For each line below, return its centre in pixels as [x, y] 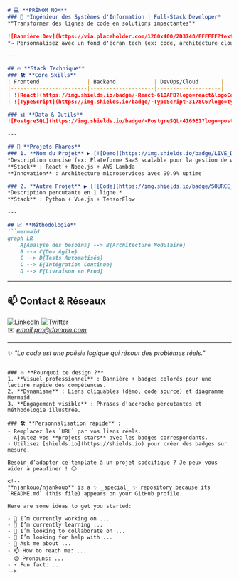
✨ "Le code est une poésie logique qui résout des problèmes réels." [106, 353]
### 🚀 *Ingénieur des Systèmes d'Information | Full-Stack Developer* [114, 17]
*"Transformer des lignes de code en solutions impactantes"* [101, 23]
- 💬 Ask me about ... [39, 543]
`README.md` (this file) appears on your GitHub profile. [95, 494]
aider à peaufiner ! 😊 [42, 469]
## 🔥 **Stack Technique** [46, 69]
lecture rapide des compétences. [57, 385]
